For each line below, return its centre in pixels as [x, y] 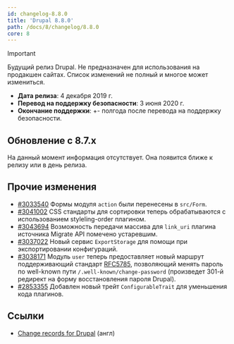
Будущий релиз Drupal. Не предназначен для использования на [104, 67]
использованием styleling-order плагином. [82, 219]
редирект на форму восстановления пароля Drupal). [97, 278]
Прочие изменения [52, 187]
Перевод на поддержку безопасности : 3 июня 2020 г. [101, 104]
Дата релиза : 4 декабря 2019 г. [65, 96]
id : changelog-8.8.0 [38, 14]
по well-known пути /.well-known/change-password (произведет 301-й [121, 271]
